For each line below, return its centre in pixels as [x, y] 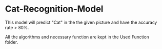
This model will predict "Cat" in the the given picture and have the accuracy [81, 22]
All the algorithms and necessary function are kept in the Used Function [77, 37]
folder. [11, 42]
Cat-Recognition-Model [54, 9]
